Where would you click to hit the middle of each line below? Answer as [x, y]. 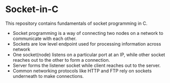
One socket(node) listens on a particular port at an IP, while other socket [89, 55]
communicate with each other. [45, 38]
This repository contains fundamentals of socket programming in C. [77, 23]
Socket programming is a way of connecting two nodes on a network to [88, 33]
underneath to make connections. [48, 76]
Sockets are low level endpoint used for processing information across [87, 44]
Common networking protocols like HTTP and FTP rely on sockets [82, 71]
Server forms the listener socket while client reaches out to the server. [87, 65]
